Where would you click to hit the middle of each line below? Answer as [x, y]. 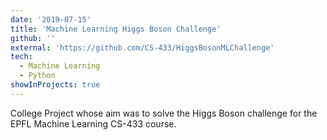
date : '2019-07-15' [51, 19]
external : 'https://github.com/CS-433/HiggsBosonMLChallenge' [142, 47]
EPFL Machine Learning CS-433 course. [93, 123]
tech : [21, 57]
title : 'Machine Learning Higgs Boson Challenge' [116, 29]
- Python [37, 76]
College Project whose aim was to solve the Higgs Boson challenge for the [164, 113]
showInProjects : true [55, 85]
